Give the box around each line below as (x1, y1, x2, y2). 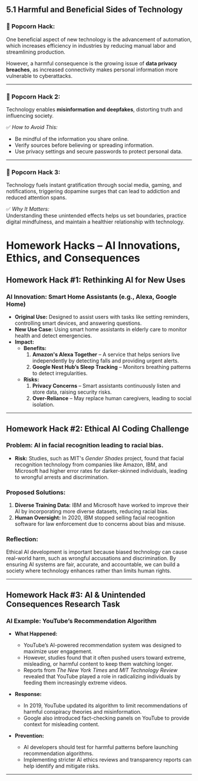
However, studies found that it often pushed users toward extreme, (23, 654, 186, 661)
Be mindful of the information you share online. (14, 135, 129, 142)
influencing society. (6, 112, 54, 119)
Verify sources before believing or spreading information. (14, 141, 154, 149)
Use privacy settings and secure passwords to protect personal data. (14, 147, 183, 155)
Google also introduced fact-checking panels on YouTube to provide (23, 714, 190, 721)
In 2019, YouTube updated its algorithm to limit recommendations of (23, 702, 188, 709)
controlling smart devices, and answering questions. (14, 319, 142, 327)
